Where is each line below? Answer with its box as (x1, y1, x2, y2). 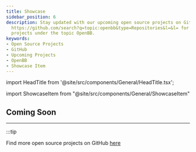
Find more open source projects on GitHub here (6, 140, 121, 147)
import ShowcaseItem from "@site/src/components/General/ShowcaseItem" (6, 90, 190, 97)
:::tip (6, 128, 17, 135)
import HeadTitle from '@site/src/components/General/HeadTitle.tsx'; (6, 79, 174, 86)
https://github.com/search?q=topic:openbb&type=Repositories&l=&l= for (11, 25, 190, 31)
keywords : (6, 36, 30, 42)
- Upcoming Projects (6, 52, 57, 58)
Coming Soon (6, 107, 57, 117)
